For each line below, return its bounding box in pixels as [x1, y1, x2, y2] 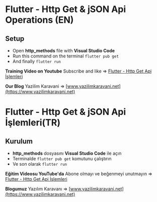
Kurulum [5, 137, 33, 146]
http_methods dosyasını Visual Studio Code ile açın [12, 150, 122, 156]
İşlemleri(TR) [5, 117, 60, 128]
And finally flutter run [12, 58, 61, 64]
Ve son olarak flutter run [12, 161, 67, 167]
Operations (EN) [5, 14, 74, 26]
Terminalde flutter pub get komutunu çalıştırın [12, 156, 112, 162]
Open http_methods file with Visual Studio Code [12, 48, 115, 53]
